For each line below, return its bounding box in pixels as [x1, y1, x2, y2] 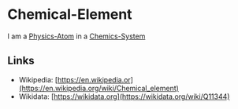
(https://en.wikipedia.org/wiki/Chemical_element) [18, 83, 179, 93]
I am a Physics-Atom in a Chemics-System [7, 31, 146, 41]
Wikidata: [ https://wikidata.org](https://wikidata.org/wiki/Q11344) [18, 92, 230, 101]
